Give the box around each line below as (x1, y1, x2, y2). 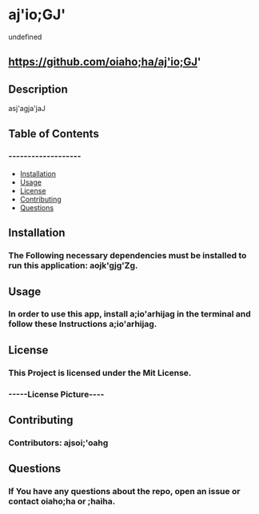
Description (8, 82, 68, 96)
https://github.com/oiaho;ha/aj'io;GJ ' (8, 55, 201, 69)
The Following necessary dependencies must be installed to (8, 250, 247, 261)
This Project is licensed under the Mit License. (8, 367, 192, 378)
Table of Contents (8, 126, 100, 141)
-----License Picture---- (8, 388, 105, 400)
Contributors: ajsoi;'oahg (8, 437, 109, 448)
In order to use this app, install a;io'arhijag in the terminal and (8, 309, 251, 320)
